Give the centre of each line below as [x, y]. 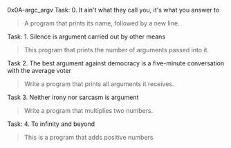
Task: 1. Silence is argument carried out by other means [86, 36]
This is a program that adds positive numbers [89, 137]
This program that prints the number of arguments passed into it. [117, 50]
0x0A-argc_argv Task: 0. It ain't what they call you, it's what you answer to [113, 10]
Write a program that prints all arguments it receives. [99, 84]
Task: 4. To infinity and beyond [51, 124]
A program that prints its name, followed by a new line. [102, 23]
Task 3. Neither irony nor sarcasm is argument [73, 97]
